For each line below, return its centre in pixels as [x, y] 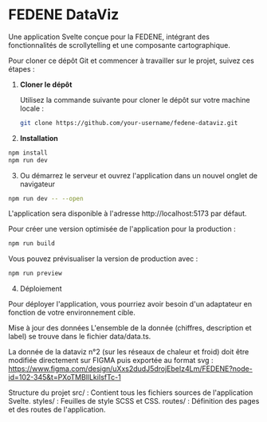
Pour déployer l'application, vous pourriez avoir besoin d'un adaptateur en [130, 304]
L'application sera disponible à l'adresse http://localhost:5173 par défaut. [128, 213]
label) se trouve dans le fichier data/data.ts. [80, 337]
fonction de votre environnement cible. [72, 313]
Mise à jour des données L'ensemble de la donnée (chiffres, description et [130, 328]
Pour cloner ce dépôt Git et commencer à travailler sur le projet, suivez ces [132, 61]
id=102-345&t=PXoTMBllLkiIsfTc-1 [65, 377]
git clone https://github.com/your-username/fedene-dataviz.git [129, 123]
